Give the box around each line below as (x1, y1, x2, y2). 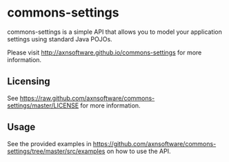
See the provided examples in (7, 139, 92, 148)
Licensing (7, 76, 50, 88)
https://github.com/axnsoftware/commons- (92, 139, 217, 148)
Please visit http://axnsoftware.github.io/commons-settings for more (7, 48, 202, 57)
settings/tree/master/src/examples (7, 147, 106, 155)
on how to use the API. (106, 147, 171, 155)
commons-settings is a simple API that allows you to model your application (7, 28, 223, 36)
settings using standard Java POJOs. (7, 34, 112, 43)
